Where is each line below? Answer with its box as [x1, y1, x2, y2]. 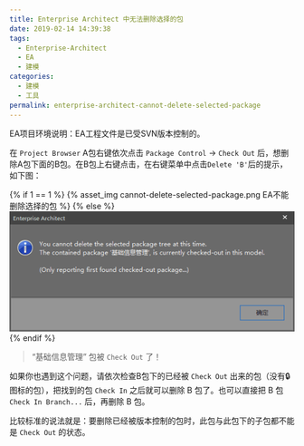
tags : [9, 34, 30, 43]
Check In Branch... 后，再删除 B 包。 [9, 396, 150, 407]
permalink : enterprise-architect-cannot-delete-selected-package [9, 101, 261, 110]
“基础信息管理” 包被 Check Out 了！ [31, 352, 162, 363]
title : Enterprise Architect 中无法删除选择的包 [9, 15, 184, 24]
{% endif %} [9, 333, 56, 344]
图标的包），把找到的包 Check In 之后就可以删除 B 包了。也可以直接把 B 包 [9, 385, 284, 396]
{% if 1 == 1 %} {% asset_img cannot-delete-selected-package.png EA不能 [9, 189, 290, 199]
